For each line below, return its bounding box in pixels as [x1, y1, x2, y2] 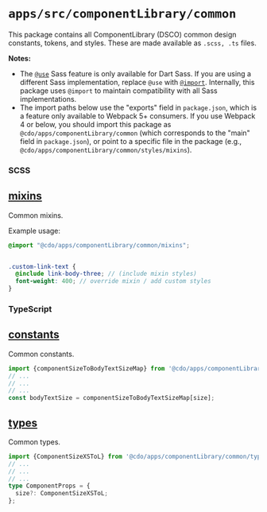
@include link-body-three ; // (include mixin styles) [15, 270, 197, 278]
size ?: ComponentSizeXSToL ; [15, 490, 109, 498]
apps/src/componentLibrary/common [8, 6, 237, 21]
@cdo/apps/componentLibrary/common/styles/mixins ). [19, 145, 192, 154]
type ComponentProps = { [8, 482, 91, 491]
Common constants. [8, 349, 75, 359]
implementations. [19, 94, 77, 103]
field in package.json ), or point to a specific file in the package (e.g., [19, 136, 242, 145]
